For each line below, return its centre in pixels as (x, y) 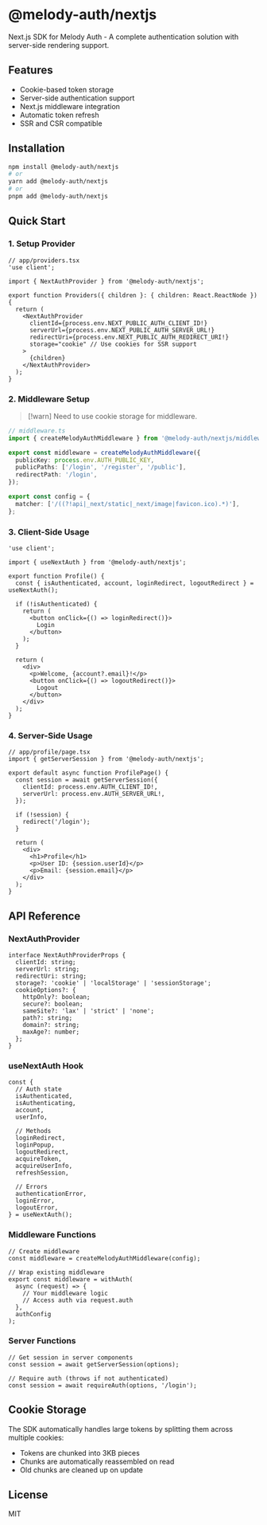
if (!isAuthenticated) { (56, 604)
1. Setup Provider (42, 244)
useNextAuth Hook (46, 1065)
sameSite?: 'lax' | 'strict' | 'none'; (89, 1011)
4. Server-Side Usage (50, 735)
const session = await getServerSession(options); (94, 1364)
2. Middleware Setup (49, 398)
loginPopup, (35, 1145)
